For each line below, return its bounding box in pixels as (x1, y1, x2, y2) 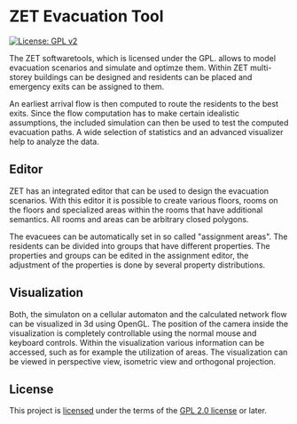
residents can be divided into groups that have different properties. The (9, 240, 270, 251)
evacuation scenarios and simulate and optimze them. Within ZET (9, 62, 248, 73)
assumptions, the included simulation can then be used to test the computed (9, 117, 289, 128)
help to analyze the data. (9, 136, 99, 147)
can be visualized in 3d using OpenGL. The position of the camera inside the (9, 318, 289, 329)
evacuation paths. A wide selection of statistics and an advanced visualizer (9, 126, 284, 137)
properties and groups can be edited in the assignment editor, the (9, 250, 249, 260)
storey (9, 71, 33, 82)
